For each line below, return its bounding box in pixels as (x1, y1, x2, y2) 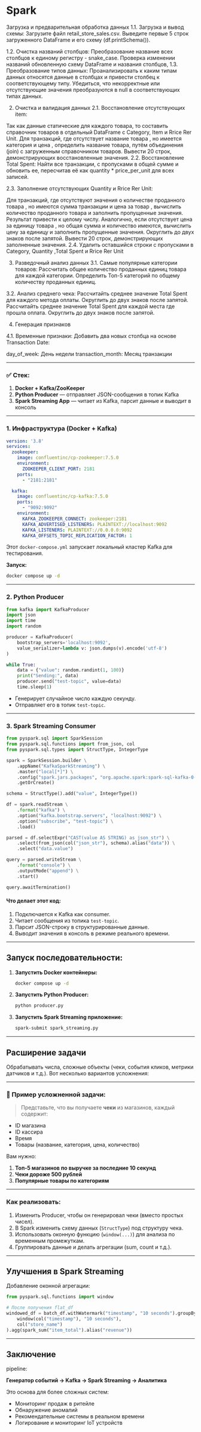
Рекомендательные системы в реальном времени (14, 1413, 145, 1420)
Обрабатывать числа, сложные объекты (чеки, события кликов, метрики (6, 1063, 194, 1071)
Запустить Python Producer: (14, 991, 89, 998)
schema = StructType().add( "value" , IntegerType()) (6, 791, 138, 797)
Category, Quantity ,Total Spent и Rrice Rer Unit (6, 247, 124, 255)
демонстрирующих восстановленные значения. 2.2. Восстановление (6, 154, 184, 161)
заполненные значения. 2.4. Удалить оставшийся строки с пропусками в (6, 241, 194, 248)
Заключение (6, 1349, 56, 1359)
